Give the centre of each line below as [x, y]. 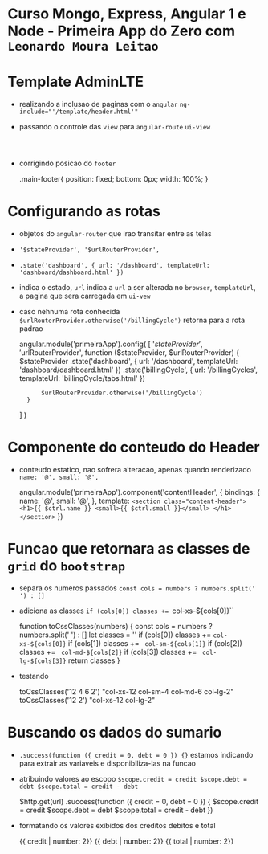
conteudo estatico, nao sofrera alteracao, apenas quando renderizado [135, 470]
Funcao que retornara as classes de [129, 549]
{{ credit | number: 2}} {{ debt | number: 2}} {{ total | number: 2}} [126, 841]
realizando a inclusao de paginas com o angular [98, 104]
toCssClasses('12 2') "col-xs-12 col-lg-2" [87, 700]
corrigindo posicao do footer [67, 163]
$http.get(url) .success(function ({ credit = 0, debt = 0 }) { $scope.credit [138, 801]
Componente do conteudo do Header [134, 447]
